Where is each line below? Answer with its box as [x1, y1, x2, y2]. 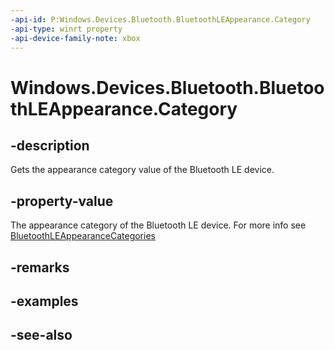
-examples [10, 292, 79, 310]
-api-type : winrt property [10, 24, 123, 34]
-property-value [10, 192, 114, 210]
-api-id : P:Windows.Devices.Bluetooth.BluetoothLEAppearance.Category [10, 14, 311, 25]
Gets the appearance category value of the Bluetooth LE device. [10, 164, 275, 176]
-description [10, 137, 90, 154]
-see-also [10, 327, 73, 344]
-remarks [10, 259, 70, 276]
